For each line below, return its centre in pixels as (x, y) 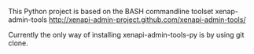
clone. (18, 43)
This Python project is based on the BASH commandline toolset (111, 11)
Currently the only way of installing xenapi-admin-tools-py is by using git (126, 35)
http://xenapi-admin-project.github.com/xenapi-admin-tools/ (147, 20)
